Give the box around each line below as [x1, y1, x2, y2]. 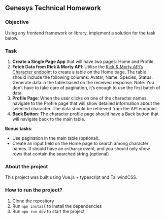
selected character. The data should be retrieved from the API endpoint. [12, 105, 159, 111]
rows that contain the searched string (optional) [12, 151, 109, 156]
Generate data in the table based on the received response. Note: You [12, 79, 154, 85]
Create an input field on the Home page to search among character [12, 140, 149, 146]
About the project [5, 163, 48, 170]
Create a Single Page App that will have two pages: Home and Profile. [12, 59, 155, 64]
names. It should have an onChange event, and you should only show [12, 145, 150, 152]
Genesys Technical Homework [5, 4, 101, 12]
